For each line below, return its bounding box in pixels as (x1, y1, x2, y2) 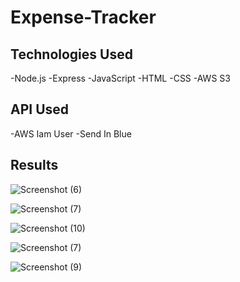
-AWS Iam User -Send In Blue (10, 127, 132, 140)
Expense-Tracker (10, 6, 157, 29)
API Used (10, 101, 70, 118)
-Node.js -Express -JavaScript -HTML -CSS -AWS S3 (10, 72, 231, 84)
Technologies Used (10, 46, 133, 63)
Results (10, 157, 59, 174)
